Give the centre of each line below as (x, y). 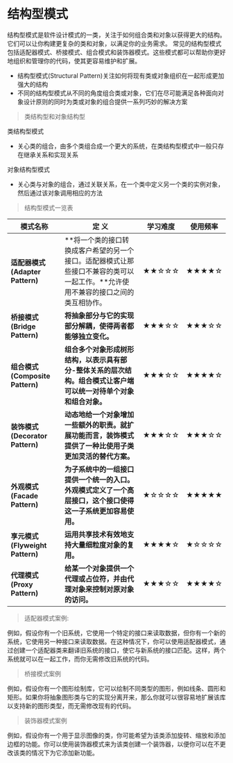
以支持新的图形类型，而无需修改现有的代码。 (71, 705)
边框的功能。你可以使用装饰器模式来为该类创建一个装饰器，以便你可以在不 (113, 744)
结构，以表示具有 (93, 360)
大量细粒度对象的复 (103, 545)
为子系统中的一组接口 (100, 469)
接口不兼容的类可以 (103, 271)
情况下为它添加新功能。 (64, 753)
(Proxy (22, 584)
